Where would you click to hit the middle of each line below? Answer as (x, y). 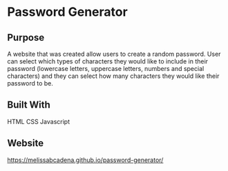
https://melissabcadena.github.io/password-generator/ (85, 160)
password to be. (30, 83)
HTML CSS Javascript (39, 121)
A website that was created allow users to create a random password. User (114, 54)
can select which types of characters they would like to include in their (108, 61)
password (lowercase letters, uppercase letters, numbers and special (106, 69)
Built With (29, 105)
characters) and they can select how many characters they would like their (113, 76)
